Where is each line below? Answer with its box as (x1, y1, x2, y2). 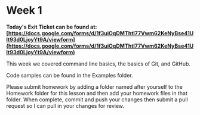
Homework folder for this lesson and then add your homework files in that (6, 89, 188, 97)
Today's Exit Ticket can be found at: (6, 23, 97, 30)
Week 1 (6, 4, 42, 17)
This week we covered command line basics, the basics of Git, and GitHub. (6, 60, 191, 67)
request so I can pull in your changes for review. (6, 102, 124, 109)
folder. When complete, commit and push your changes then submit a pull (6, 96, 188, 103)
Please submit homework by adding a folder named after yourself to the (6, 83, 183, 90)
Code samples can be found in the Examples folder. (6, 72, 133, 79)
